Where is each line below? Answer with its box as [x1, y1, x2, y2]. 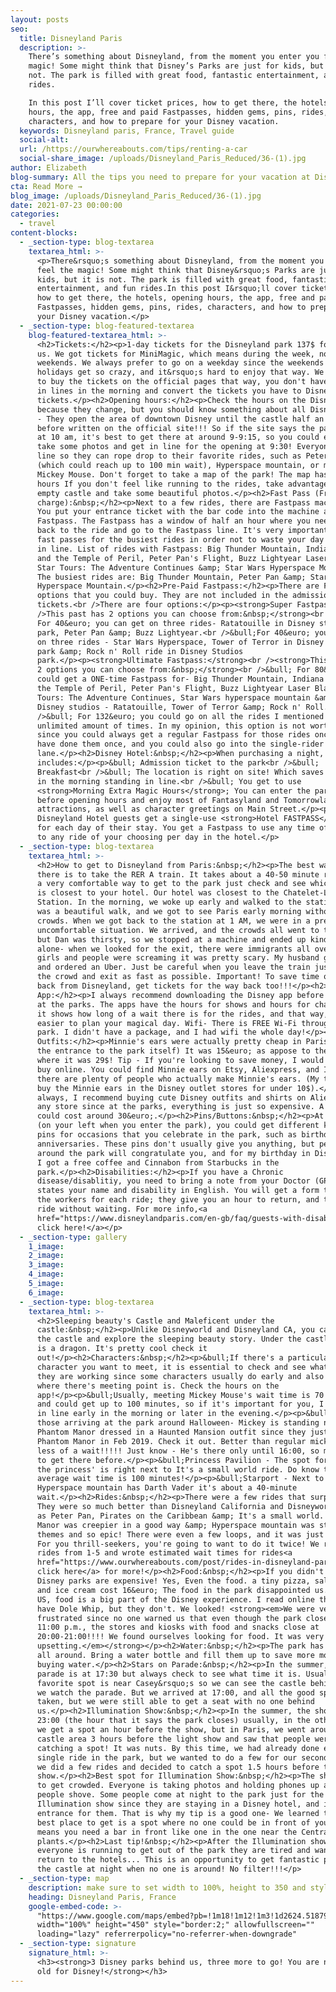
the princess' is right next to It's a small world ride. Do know [36, 1464, 320, 1475]
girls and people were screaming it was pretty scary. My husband [36, 953, 320, 963]
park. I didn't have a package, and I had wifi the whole [36, 1027, 284, 1038]
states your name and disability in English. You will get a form [36, 1186, 320, 1196]
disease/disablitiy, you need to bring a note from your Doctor [36, 1176, 311, 1186]
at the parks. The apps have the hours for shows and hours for [36, 999, 311, 1010]
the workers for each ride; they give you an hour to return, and [36, 1195, 320, 1205]
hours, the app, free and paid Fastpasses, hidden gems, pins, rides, [28, 107, 329, 117]
